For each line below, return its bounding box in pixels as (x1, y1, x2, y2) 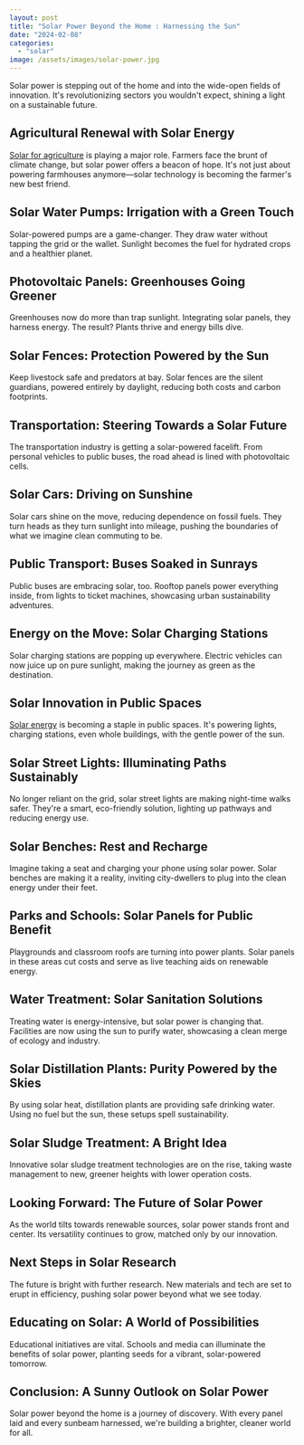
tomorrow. (9, 1358, 48, 1369)
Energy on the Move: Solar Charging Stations (9, 626, 269, 642)
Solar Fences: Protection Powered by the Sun (9, 347, 270, 363)
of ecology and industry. (9, 1035, 101, 1046)
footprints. (9, 391, 48, 403)
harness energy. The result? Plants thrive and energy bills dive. (9, 322, 244, 333)
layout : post (9, 13, 59, 23)
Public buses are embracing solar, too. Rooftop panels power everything (9, 580, 279, 591)
